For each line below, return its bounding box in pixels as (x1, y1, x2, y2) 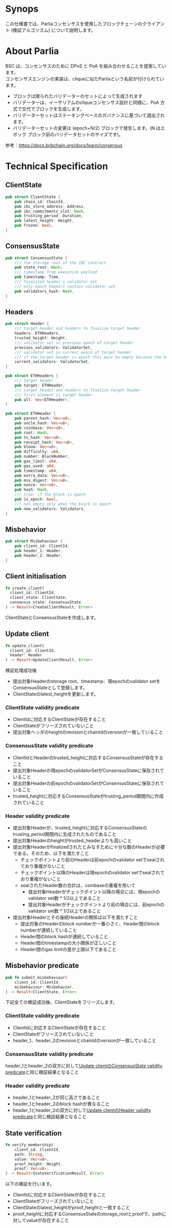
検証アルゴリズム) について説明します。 (12, 27, 96, 33)
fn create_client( (5, 586, 45, 591)
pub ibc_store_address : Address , (14, 204, 86, 209)
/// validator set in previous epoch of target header (14, 340, 134, 346)
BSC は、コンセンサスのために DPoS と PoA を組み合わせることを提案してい (5, 62, 166, 69)
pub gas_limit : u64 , (14, 459, 58, 464)
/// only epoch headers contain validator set (14, 284, 116, 289)
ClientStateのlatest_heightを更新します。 (12, 691, 99, 697)
